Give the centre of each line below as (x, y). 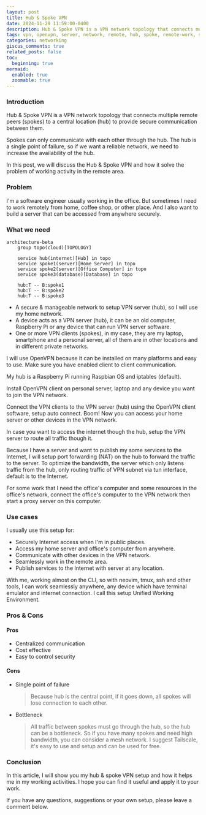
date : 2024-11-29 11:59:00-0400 (48, 23)
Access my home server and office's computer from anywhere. (95, 548)
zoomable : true (31, 80)
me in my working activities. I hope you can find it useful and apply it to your (103, 781)
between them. (25, 128)
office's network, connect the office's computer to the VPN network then (99, 495)
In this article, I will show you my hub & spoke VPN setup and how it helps (99, 775)
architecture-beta (30, 243)
